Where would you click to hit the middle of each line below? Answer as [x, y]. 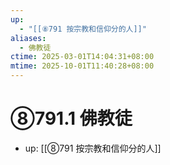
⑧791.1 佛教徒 [71, 118]
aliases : [28, 38]
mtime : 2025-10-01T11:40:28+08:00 [82, 66]
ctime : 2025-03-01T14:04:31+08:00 [82, 57]
